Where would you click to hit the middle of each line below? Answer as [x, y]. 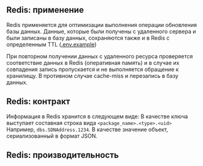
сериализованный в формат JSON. [52, 136]
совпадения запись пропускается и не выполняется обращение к [93, 69]
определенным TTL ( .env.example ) [52, 44]
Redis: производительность [63, 155]
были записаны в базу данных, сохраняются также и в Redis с [88, 38]
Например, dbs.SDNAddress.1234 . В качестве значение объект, [87, 129]
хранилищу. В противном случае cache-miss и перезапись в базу [93, 75]
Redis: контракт [38, 101]
